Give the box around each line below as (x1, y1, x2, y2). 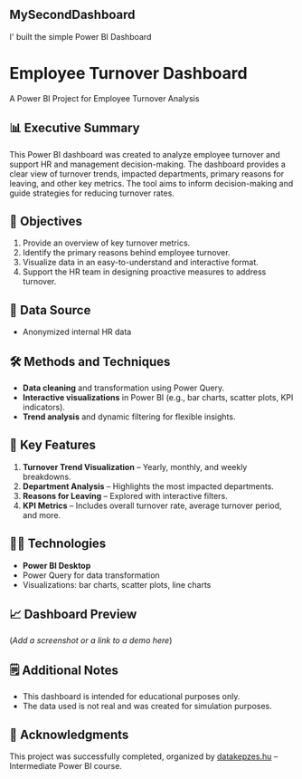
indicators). (22, 402, 66, 412)
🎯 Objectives (9, 213, 83, 229)
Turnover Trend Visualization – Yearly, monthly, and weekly (22, 461, 248, 472)
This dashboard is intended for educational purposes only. (22, 691, 241, 702)
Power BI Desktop (22, 560, 91, 571)
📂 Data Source (9, 303, 91, 318)
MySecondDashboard (9, 7, 136, 23)
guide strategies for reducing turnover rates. (9, 188, 175, 198)
